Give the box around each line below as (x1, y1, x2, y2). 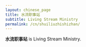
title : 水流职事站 (5, 12, 40, 17)
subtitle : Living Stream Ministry (5, 17, 78, 22)
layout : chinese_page (5, 7, 51, 13)
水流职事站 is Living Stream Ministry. (5, 36, 81, 42)
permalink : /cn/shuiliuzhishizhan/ (5, 21, 80, 27)
